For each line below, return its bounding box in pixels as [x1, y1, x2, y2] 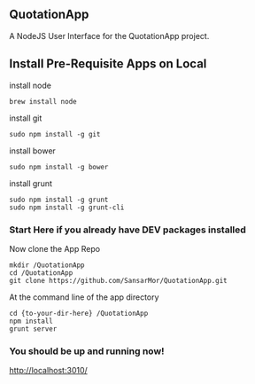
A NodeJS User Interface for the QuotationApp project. [9, 30, 210, 41]
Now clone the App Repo [9, 243, 100, 254]
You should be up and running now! [9, 345, 166, 357]
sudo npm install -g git [9, 129, 101, 138]
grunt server [9, 324, 58, 333]
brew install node [9, 97, 77, 106]
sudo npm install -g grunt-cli [9, 203, 125, 212]
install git [9, 113, 42, 123]
